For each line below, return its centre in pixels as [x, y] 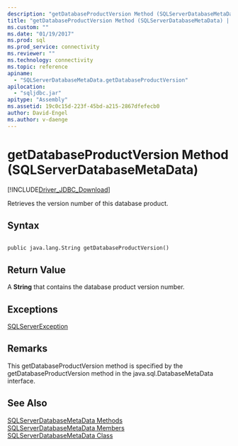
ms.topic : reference [38, 67]
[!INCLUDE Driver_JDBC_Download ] [59, 190]
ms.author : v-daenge [38, 119]
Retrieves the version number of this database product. [88, 203]
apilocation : [27, 87]
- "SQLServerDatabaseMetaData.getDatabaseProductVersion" [101, 80]
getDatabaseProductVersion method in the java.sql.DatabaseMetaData [110, 373]
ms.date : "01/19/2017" [41, 34]
